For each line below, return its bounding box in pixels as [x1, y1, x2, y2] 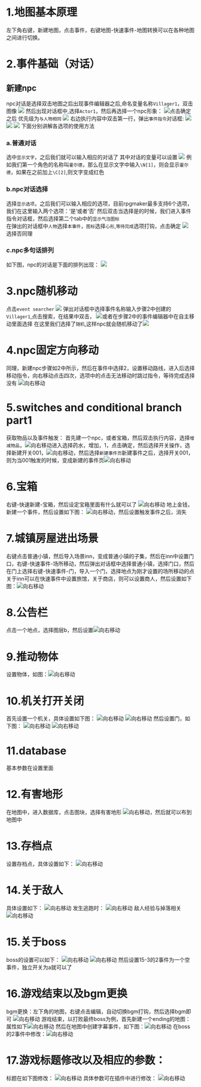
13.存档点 [6, 839, 53, 853]
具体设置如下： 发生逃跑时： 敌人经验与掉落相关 [6, 905, 181, 912]
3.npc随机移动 [6, 284, 78, 298]
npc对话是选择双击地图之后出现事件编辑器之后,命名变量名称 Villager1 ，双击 [6, 100, 193, 107]
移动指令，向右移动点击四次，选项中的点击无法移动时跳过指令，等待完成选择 [6, 372, 195, 379]
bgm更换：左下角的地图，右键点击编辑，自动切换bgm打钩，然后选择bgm [6, 1008, 187, 1015]
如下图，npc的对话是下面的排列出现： [6, 261, 100, 268]
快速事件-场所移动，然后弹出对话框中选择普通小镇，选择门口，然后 [29, 560, 194, 567]
